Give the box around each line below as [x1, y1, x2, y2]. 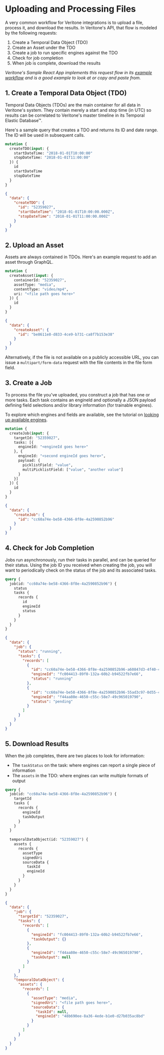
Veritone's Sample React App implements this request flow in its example [5, 69, 152, 75]
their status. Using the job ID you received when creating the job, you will [5, 562, 152, 568]
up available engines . [5, 416, 48, 423]
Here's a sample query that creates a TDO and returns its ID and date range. [5, 127, 159, 133]
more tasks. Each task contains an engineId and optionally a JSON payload [5, 397, 156, 403]
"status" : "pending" [31, 699, 73, 704]
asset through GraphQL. [5, 259, 54, 265]
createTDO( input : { [9, 146, 49, 151]
